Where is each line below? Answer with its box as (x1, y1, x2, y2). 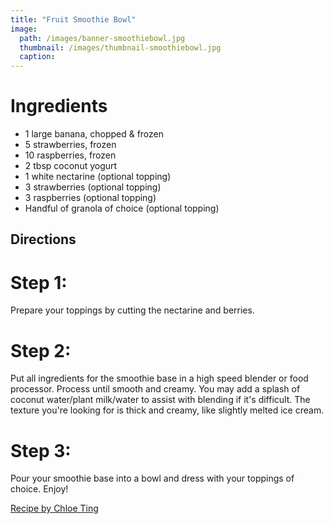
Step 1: (10, 271, 68, 294)
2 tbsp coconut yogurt (24, 160, 118, 172)
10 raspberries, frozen (24, 149, 117, 161)
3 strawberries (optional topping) (24, 181, 162, 193)
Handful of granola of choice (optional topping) (24, 202, 220, 215)
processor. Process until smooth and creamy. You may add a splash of (10, 383, 301, 395)
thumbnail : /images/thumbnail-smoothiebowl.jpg (19, 42, 222, 53)
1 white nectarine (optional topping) (24, 171, 172, 183)
